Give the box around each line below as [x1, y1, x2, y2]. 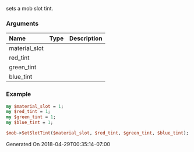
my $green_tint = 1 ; [6, 114, 57, 120]
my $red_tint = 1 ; [6, 109, 51, 115]
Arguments [6, 19, 39, 27]
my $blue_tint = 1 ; [6, 119, 54, 126]
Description [69, 34, 103, 43]
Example [6, 90, 31, 98]
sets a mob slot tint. [6, 5, 54, 12]
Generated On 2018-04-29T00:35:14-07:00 [6, 140, 111, 147]
